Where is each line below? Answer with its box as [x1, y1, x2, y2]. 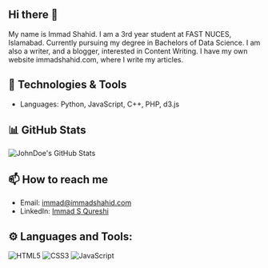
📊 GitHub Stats [8, 123, 86, 137]
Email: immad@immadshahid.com [19, 198, 132, 208]
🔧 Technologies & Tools [8, 78, 127, 92]
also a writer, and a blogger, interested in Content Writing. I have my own [8, 46, 248, 56]
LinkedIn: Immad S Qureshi [19, 206, 110, 216]
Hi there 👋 [8, 8, 58, 22]
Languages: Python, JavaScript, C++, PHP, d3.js [19, 99, 180, 109]
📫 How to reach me [8, 173, 109, 186]
